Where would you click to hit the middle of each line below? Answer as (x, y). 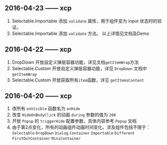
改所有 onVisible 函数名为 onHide (46, 108)
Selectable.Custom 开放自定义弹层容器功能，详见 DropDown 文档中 (79, 68)
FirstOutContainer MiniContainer (46, 139)
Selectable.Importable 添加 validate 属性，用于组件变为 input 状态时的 (85, 21)
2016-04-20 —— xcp (38, 96)
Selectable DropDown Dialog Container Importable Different (73, 133)
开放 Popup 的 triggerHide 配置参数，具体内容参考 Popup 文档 (74, 121)
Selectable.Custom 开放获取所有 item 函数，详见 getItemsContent (78, 80)
